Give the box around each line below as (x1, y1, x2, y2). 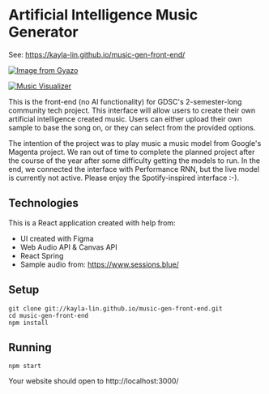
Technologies (8, 196, 79, 210)
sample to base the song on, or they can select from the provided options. (8, 122, 256, 132)
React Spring (19, 251, 64, 260)
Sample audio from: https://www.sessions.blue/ (19, 259, 180, 269)
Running (8, 340, 53, 354)
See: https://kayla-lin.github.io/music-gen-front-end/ (8, 49, 186, 59)
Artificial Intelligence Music (8, 6, 199, 24)
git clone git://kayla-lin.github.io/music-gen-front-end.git (8, 304, 223, 313)
